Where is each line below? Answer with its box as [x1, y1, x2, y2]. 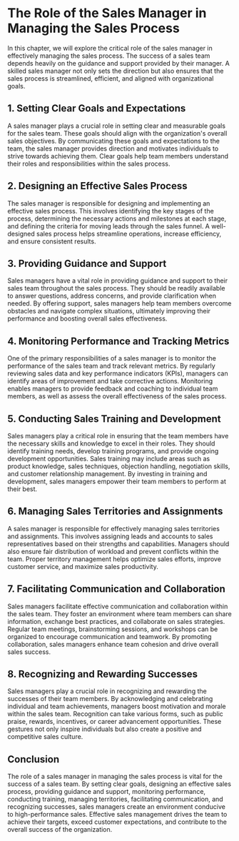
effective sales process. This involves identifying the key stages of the [7, 206, 214, 215]
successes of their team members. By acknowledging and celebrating [7, 695, 213, 703]
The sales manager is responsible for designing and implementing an [7, 198, 210, 208]
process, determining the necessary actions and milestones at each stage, [7, 214, 227, 223]
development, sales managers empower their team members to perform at [7, 477, 227, 485]
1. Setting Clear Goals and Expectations [7, 102, 186, 115]
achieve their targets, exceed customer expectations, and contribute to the [7, 817, 227, 826]
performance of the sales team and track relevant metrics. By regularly [7, 362, 215, 371]
